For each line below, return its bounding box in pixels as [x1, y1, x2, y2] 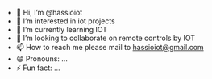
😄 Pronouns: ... [15, 54, 69, 64]
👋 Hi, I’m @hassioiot [15, 8, 83, 17]
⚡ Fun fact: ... [15, 63, 60, 73]
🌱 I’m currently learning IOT [15, 25, 107, 34]
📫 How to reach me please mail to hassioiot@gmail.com [15, 43, 204, 52]
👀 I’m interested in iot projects [15, 16, 115, 26]
